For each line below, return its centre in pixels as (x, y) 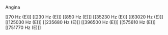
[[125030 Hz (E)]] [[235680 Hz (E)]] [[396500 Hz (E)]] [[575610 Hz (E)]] (81, 22)
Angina (13, 7)
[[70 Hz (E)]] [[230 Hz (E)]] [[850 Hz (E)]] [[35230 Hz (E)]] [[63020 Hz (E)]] (84, 17)
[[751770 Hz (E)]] (23, 27)
